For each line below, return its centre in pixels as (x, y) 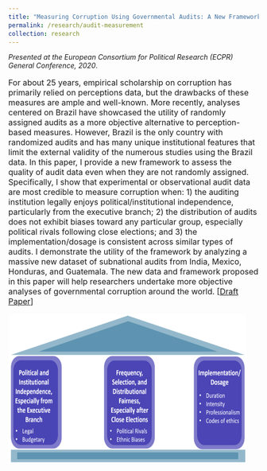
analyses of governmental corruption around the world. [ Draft (123, 292)
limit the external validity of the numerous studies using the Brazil (130, 153)
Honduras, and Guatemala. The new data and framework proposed (133, 272)
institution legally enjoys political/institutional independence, (121, 202)
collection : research (44, 33)
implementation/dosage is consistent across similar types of (121, 242)
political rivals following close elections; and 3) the (103, 232)
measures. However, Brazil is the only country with (128, 133)
